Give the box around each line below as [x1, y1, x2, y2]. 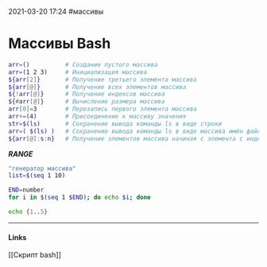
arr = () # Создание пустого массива [8, 60, 158, 68]
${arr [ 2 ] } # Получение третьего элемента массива [8, 75, 197, 83]
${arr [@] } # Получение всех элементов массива [8, 83, 187, 91]
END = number [8, 186, 44, 194]
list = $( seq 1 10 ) [8, 172, 66, 180]
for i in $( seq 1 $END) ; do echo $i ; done [8, 194, 151, 202]
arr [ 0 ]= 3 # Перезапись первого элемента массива [8, 105, 197, 114]
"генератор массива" [8, 164, 77, 172]
